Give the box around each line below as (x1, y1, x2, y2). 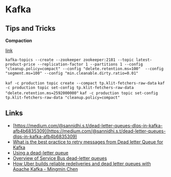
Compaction (5, 37, 32, 43)
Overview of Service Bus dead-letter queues (12, 155, 108, 161)
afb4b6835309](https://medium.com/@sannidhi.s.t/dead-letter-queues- (12, 128, 166, 134)
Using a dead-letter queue (12, 149, 69, 156)
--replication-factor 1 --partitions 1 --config (37, 62, 143, 67)
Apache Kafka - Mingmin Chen (12, 166, 78, 172)
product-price (5, 62, 36, 67)
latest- (136, 57, 153, 62)
